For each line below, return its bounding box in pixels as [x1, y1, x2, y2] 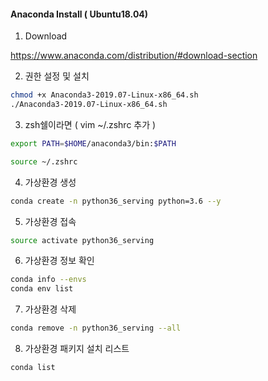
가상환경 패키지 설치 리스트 [24, 343, 130, 355]
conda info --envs [10, 275, 87, 285]
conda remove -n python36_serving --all [10, 323, 182, 334]
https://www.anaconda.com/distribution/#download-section [10, 50, 258, 62]
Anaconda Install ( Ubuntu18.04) [10, 8, 149, 20]
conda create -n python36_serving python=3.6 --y [10, 196, 222, 206]
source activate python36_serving [10, 235, 155, 245]
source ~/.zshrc [10, 156, 78, 167]
